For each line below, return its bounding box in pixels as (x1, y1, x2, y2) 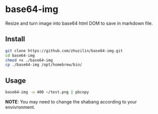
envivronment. (5, 104, 35, 110)
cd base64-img (5, 53, 35, 58)
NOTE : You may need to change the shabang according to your (5, 98, 137, 104)
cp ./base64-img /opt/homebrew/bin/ (5, 62, 82, 68)
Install (5, 35, 25, 43)
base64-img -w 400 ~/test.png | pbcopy (5, 90, 89, 95)
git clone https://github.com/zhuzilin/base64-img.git (5, 48, 123, 53)
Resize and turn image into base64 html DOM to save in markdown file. (5, 20, 153, 26)
